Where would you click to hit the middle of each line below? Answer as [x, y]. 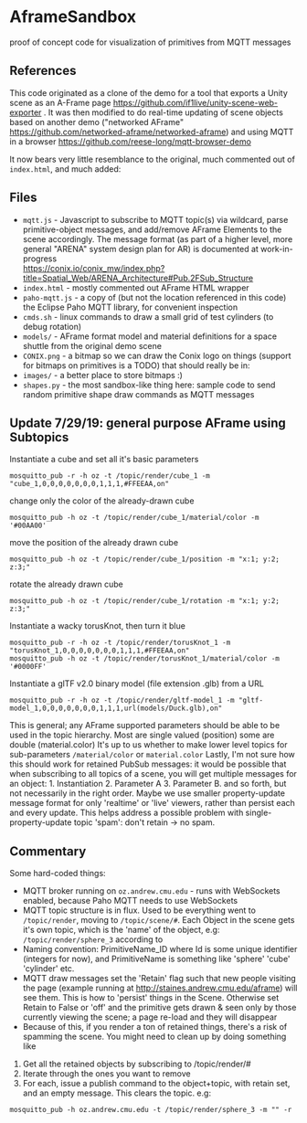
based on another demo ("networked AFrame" [97, 122]
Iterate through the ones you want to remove [106, 1074]
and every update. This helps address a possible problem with [127, 813]
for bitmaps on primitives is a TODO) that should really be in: [136, 365]
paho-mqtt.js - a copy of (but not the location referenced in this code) [154, 297]
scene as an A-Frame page [60, 102]
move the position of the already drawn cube [94, 543]
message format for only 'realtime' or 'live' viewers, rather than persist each [152, 803]
